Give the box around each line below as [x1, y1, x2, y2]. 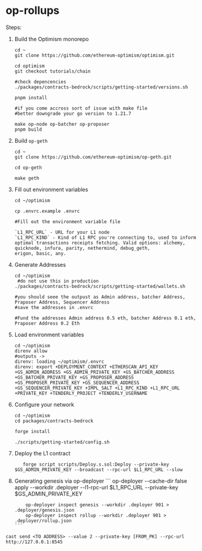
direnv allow [14, 348, 48, 354]
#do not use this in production [17, 278, 99, 284]
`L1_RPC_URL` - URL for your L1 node [14, 229, 110, 235]
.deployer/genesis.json [14, 507, 75, 513]
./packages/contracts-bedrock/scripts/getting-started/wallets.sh [14, 283, 186, 289]
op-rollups [5, 4, 60, 18]
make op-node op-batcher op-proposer [14, 121, 110, 127]
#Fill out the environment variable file [14, 218, 120, 224]
